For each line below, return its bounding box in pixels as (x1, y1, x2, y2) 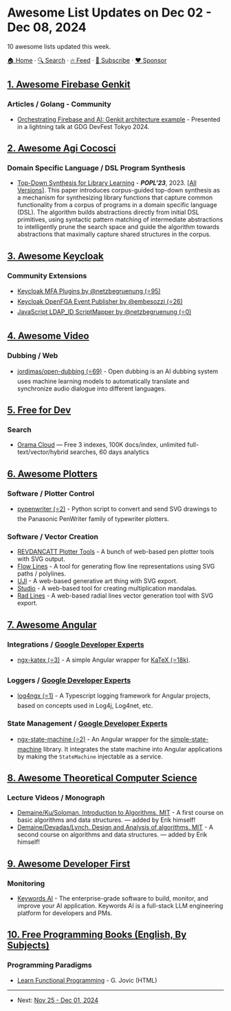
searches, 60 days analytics (69, 448, 150, 456)
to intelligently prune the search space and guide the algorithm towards (16, 223, 220, 231)
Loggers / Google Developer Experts (7, 675, 131, 685)
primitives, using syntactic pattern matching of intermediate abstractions (16, 215, 223, 224)
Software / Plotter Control (7, 489, 95, 498)
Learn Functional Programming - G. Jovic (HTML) (16, 976, 157, 984)
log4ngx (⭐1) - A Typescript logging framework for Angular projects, (16, 691, 211, 700)
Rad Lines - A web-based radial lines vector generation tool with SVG (16, 591, 214, 600)
